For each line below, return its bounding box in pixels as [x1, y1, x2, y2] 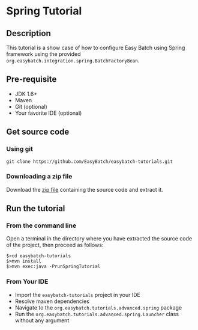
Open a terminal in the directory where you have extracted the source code [6, 235, 193, 242]
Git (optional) [14, 103, 48, 110]
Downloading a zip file [6, 173, 73, 181]
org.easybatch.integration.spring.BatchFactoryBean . [6, 57, 140, 64]
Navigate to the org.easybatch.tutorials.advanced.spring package [14, 304, 182, 311]
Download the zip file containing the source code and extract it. [6, 186, 163, 193]
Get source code [6, 127, 70, 137]
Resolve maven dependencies [14, 298, 90, 305]
